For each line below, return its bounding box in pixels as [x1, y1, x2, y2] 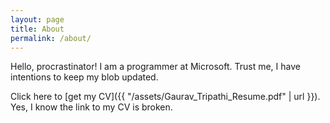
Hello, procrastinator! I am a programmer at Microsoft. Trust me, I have [10, 61, 301, 73]
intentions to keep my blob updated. [10, 71, 159, 83]
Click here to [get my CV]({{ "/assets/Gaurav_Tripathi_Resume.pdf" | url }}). [10, 91, 321, 103]
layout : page [10, 14, 65, 25]
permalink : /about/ [10, 33, 92, 43]
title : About [10, 24, 65, 34]
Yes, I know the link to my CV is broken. [10, 101, 173, 113]
